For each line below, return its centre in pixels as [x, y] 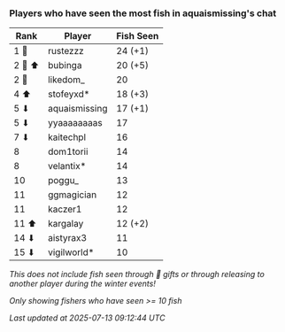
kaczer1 [65, 209]
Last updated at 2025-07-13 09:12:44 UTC [87, 318]
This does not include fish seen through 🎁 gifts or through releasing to [137, 274]
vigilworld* [71, 252]
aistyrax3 [67, 238]
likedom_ [66, 80]
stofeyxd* [69, 94]
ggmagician [72, 195]
